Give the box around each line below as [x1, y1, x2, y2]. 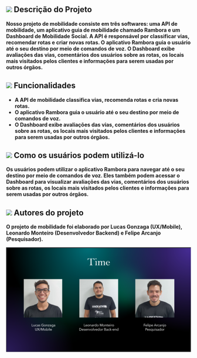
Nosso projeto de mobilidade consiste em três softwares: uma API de [6, 20, 178, 27]
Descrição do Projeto [13, 5, 92, 15]
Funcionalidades [13, 81, 76, 91]
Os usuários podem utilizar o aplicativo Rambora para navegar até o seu [6, 166, 185, 173]
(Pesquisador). [6, 236, 43, 243]
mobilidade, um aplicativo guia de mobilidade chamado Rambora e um [6, 26, 181, 33]
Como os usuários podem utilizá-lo [13, 150, 145, 160]
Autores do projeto [13, 208, 84, 218]
